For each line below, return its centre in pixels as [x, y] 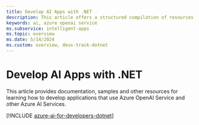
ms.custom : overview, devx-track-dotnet [57, 45]
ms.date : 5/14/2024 [30, 39]
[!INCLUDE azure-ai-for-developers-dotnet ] [60, 115]
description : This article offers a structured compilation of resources [100, 17]
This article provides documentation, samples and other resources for [92, 91]
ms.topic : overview [30, 34]
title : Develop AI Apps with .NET [49, 12]
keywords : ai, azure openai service [52, 23]
